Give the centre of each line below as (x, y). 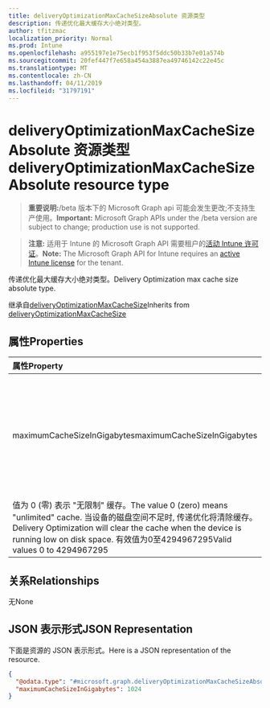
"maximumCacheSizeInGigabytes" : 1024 (79, 689)
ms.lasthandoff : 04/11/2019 (55, 83)
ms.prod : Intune (35, 46)
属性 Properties (46, 342)
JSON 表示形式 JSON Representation (100, 630)
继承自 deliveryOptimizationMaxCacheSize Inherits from (99, 305)
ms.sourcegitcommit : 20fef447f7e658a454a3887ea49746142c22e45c (117, 61)
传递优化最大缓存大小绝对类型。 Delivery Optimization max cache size (123, 279)
